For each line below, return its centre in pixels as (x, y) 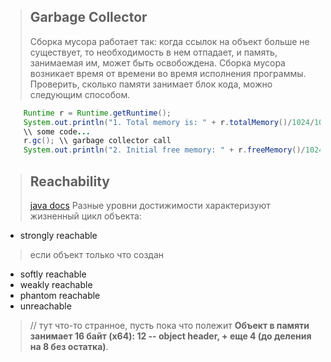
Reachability (69, 181)
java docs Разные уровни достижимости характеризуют (150, 205)
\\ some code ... (57, 131)
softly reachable (53, 274)
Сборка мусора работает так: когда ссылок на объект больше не (169, 41)
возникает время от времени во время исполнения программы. (168, 73)
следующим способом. (80, 94)
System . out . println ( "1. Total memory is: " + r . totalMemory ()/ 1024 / (169, 122)
